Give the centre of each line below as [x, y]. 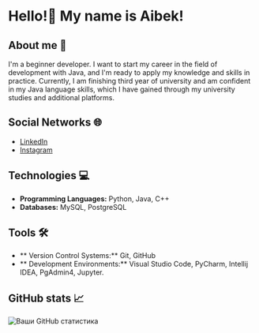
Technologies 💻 [49, 176]
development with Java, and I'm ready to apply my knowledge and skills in [129, 73]
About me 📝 [38, 45]
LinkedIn [34, 141]
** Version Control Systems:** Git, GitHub [88, 256]
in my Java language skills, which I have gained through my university [122, 89]
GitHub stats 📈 [46, 298]
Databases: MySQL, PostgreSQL [73, 207]
